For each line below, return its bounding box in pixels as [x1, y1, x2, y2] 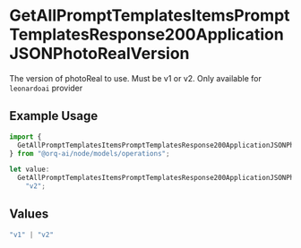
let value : [9, 165, 50, 175]
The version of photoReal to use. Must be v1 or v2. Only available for [9, 73, 262, 83]
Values [9, 207, 49, 222]
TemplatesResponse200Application [9, 24, 284, 45]
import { [9, 132, 42, 141]
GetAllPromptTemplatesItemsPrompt [9, 5, 290, 26]
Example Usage [9, 108, 99, 124]
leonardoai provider [9, 82, 83, 93]
